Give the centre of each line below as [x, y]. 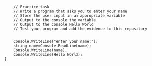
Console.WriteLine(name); [40, 50]
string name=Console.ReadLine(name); [53, 46]
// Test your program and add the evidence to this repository [80, 29]
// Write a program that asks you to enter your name [70, 11]
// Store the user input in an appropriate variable [69, 16]
